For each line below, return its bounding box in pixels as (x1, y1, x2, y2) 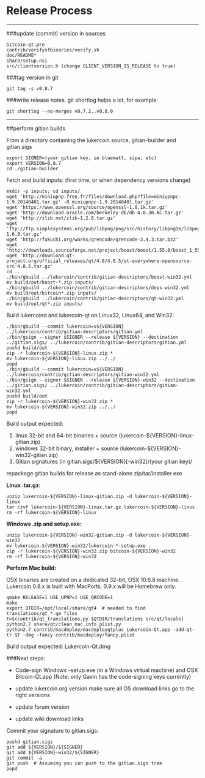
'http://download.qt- (20, 252, 75, 259)
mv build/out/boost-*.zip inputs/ (6, 279, 95, 285)
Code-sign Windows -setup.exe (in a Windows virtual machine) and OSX (15, 666, 198, 674)
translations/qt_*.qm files (6, 610, 78, 616)
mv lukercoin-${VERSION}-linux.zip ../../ (6, 355, 116, 361)
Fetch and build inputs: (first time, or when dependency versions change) (6, 176, 191, 184)
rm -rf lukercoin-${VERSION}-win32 (6, 553, 97, 559)
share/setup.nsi (6, 58, 48, 64)
